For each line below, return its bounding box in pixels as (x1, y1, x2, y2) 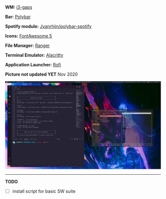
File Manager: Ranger (5, 43, 50, 49)
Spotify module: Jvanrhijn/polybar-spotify (5, 23, 92, 29)
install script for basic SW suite (12, 188, 76, 194)
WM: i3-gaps (5, 4, 33, 10)
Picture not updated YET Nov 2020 (5, 71, 78, 77)
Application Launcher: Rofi (5, 62, 61, 67)
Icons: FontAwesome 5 (5, 33, 52, 39)
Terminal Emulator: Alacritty (5, 52, 63, 58)
